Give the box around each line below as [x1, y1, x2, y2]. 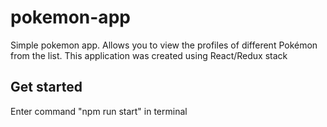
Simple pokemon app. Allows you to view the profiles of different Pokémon [10, 39, 318, 51]
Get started [10, 79, 83, 96]
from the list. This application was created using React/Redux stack [10, 49, 288, 61]
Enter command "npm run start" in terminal [10, 105, 188, 117]
